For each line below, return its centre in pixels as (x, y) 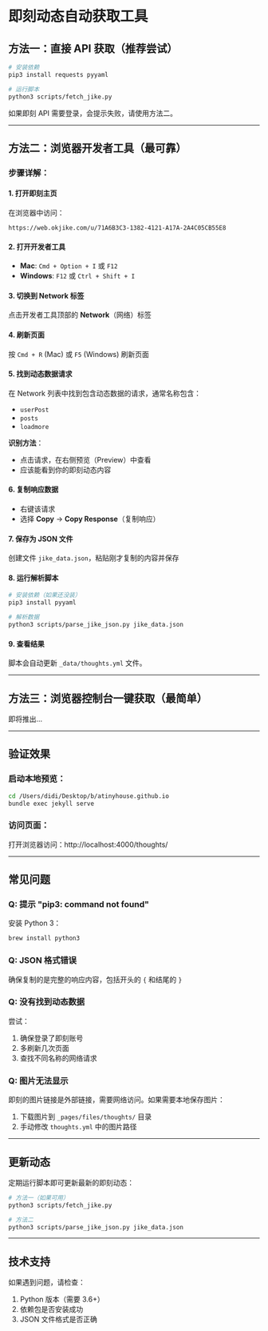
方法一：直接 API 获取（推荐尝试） (93, 48)
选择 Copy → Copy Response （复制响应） (90, 519)
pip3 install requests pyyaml (59, 74)
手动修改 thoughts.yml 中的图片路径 (78, 1127)
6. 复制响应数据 (33, 490)
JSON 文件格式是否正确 (58, 1319)
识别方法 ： (26, 443)
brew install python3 (44, 938)
